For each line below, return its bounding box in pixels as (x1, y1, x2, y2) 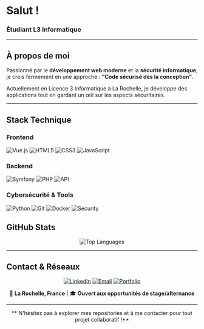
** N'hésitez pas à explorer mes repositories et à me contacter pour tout (12, 310, 192, 317)
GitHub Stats (6, 222, 56, 232)
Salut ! (6, 4, 39, 18)
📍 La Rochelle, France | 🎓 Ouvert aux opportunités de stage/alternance (9, 290, 195, 297)
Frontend (6, 133, 34, 141)
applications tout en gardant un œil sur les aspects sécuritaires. (6, 92, 166, 99)
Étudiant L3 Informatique (6, 25, 81, 34)
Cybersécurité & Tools (6, 191, 74, 199)
